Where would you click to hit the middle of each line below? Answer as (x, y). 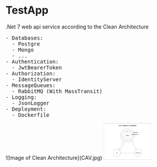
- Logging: (21, 97)
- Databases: (25, 38)
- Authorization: (31, 73)
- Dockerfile (31, 115)
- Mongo (23, 50)
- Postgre (26, 44)
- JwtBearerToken (37, 68)
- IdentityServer (37, 79)
